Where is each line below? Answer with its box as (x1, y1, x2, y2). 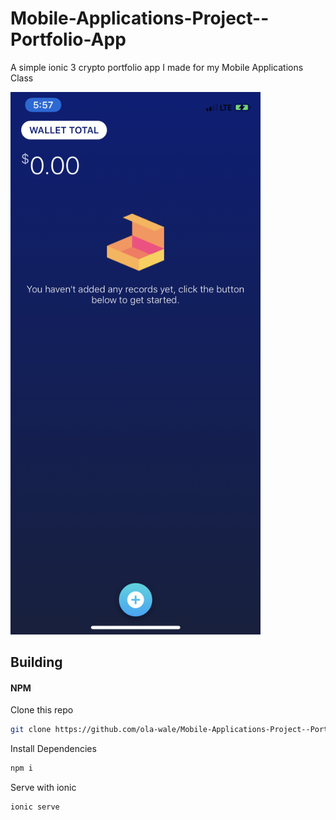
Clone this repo (10, 704, 74, 716)
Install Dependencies (10, 743, 97, 755)
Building (10, 654, 63, 671)
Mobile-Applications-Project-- (10, 7, 270, 30)
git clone (10, 725, 52, 735)
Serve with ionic (10, 782, 77, 794)
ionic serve (10, 802, 60, 812)
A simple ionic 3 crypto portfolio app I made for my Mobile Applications (10, 61, 304, 73)
